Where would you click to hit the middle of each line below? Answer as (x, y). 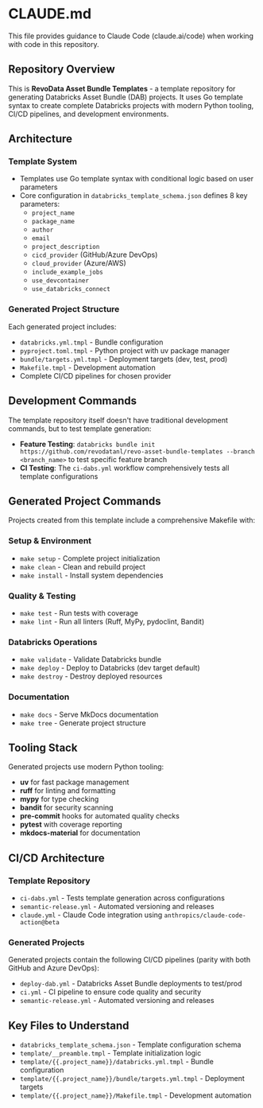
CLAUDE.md (50, 14)
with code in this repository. (54, 44)
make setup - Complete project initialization (90, 558)
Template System (43, 161)
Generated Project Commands (85, 501)
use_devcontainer (60, 281)
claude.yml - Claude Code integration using (91, 915)
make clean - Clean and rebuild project (82, 566)
